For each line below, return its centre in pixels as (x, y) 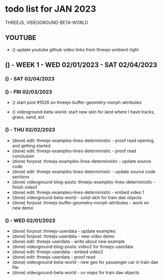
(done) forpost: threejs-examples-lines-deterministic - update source (81, 161)
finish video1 (25, 187)
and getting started (31, 145)
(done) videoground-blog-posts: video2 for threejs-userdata (73, 246)
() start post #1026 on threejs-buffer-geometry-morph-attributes (77, 102)
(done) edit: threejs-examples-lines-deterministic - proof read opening (83, 140)
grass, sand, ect (28, 117)
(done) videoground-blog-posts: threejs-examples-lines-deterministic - (84, 182)
